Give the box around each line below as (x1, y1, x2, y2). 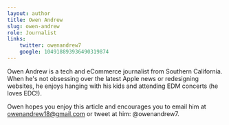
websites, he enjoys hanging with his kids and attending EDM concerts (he (7, 82, 219, 90)
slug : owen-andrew (7, 23, 60, 30)
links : (7, 36, 26, 43)
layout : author (7, 10, 51, 17)
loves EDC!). (7, 89, 43, 97)
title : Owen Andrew (7, 16, 63, 23)
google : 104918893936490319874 (19, 49, 109, 56)
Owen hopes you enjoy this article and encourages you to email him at (7, 102, 206, 111)
